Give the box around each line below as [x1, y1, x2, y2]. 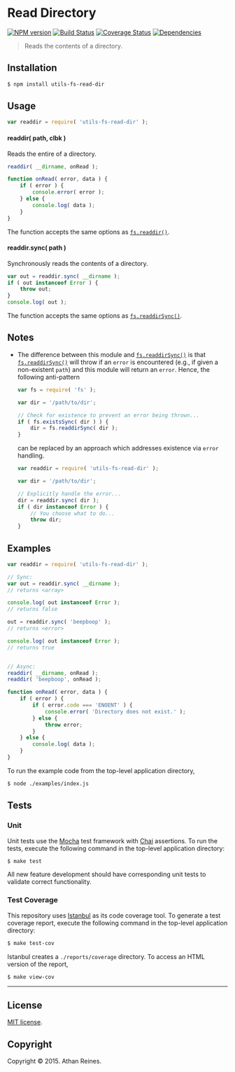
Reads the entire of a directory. [7, 149, 97, 158]
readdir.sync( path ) [7, 243, 66, 252]
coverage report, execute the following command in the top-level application [7, 918, 228, 927]
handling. [17, 451, 45, 460]
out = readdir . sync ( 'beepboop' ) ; [7, 619, 111, 626]
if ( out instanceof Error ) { [7, 279, 99, 286]
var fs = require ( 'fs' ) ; [17, 386, 97, 394]
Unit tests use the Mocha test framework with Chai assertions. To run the [7, 836, 218, 845]
